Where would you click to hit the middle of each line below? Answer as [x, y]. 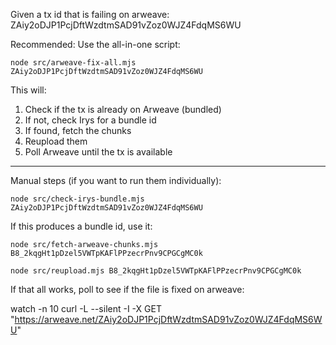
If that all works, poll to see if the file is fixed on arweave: [127, 289]
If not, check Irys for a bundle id [90, 120]
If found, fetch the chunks [78, 130]
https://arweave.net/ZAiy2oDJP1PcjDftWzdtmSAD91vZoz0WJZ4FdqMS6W [168, 319]
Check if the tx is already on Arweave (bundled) [123, 109]
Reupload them [56, 141]
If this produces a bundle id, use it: [81, 226]
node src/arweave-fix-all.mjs [73, 63]
